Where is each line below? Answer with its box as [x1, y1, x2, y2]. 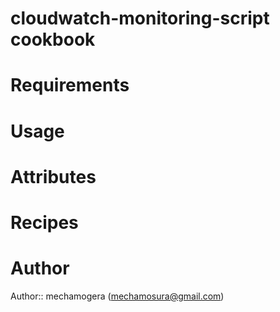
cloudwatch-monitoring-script [10, 7, 270, 30]
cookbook [10, 28, 96, 51]
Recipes [10, 211, 79, 234]
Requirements [10, 74, 130, 97]
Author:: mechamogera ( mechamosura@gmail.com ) [10, 290, 225, 302]
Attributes [10, 165, 97, 188]
